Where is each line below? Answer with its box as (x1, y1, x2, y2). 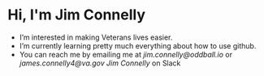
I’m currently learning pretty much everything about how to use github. (19, 40, 257, 50)
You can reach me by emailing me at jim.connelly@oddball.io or (19, 49, 233, 59)
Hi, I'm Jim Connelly (7, 6, 146, 24)
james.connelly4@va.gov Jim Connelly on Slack (19, 58, 181, 68)
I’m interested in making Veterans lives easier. (19, 32, 173, 42)
